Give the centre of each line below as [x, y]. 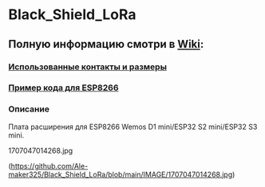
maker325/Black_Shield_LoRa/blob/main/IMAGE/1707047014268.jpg [121, 174]
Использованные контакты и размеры [88, 67]
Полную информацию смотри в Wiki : [106, 44]
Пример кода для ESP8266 [63, 88]
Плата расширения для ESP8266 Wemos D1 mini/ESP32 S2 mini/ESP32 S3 [133, 127]
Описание [29, 109]
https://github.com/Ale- [49, 166]
